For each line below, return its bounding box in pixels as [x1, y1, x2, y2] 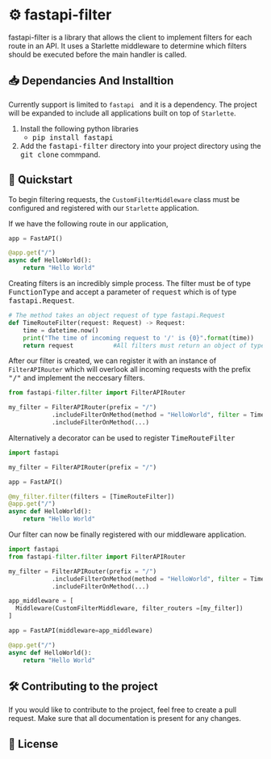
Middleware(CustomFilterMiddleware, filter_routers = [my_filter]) [15, 605, 244, 613]
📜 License [8, 737, 59, 751]
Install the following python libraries [19, 124, 139, 133]
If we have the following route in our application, [8, 218, 169, 228]
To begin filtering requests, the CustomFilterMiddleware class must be [8, 194, 240, 204]
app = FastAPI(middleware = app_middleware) [8, 626, 153, 635]
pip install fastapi [31, 133, 114, 142]
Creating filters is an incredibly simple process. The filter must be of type [8, 279, 252, 289]
